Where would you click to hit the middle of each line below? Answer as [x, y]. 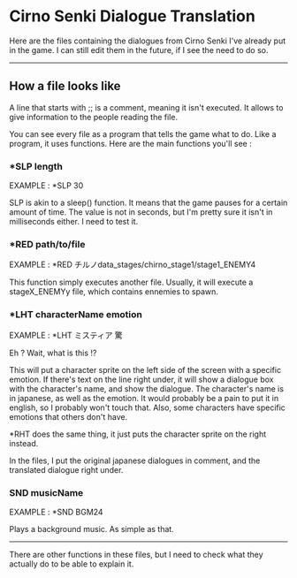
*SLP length [36, 166]
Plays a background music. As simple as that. [91, 529]
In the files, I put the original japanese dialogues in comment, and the [135, 460]
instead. [24, 443]
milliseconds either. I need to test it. [74, 222]
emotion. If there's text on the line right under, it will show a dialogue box [141, 379]
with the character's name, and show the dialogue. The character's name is [147, 388]
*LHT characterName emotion [76, 315]
